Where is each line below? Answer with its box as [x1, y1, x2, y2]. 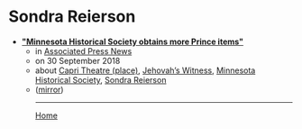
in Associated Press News [34, 45, 133, 56]
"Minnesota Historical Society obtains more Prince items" [21, 36, 244, 47]
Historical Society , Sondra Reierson [34, 74, 167, 85]
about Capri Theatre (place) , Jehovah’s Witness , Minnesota [34, 65, 256, 76]
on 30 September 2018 [34, 55, 121, 66]
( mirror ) [34, 84, 64, 95]
